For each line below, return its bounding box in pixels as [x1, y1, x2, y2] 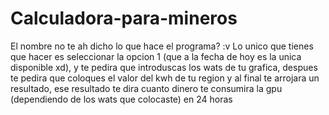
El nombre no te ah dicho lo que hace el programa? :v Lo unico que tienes [10, 40, 314, 52]
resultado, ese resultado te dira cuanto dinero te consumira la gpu [10, 82, 283, 94]
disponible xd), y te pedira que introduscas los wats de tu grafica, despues [10, 61, 318, 73]
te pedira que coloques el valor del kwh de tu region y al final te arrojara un [10, 72, 320, 84]
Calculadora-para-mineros [10, 7, 238, 30]
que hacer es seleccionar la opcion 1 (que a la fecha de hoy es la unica [10, 50, 302, 62]
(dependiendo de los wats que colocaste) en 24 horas [10, 93, 233, 105]
